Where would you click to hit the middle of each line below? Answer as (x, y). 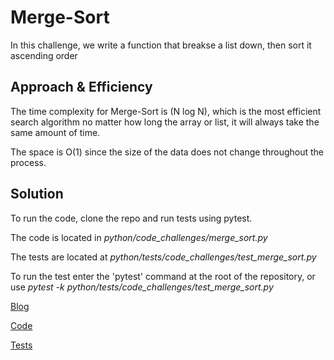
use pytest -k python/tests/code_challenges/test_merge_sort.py (142, 287)
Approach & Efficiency (81, 87)
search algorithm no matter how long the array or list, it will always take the (165, 122)
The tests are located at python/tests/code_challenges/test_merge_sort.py (163, 257)
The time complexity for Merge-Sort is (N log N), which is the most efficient (166, 111)
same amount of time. (55, 132)
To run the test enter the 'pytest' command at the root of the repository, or (163, 276)
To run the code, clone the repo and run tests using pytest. (131, 218)
